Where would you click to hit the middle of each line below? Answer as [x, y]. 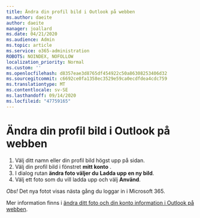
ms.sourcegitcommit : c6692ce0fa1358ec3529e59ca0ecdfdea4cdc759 [87, 79]
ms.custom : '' [24, 68]
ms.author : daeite [29, 17]
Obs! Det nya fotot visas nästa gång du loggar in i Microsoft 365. [86, 191]
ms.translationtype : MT [36, 85]
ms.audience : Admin [31, 40]
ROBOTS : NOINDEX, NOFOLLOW [40, 56]
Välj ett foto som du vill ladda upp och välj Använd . [78, 179]
